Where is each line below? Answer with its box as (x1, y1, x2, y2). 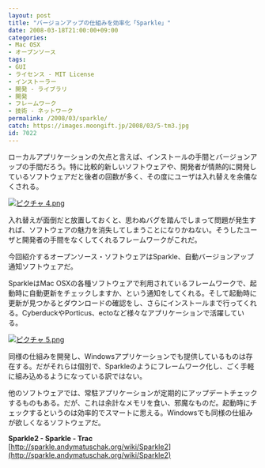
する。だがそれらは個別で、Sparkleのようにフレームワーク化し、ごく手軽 (14, 361, 255, 371)
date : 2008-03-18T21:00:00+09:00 (8, 26, 119, 34)
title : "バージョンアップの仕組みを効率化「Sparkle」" (8, 19, 172, 27)
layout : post (8, 11, 51, 20)
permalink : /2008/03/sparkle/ (8, 115, 108, 123)
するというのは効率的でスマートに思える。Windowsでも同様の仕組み (28, 408, 253, 417)
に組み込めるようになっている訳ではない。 (8, 371, 147, 380)
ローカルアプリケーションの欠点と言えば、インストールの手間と (8, 152, 216, 161)
